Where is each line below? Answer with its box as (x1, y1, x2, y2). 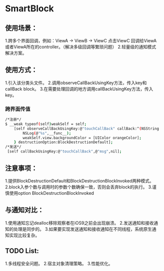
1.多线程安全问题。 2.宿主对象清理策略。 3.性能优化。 (5, 260, 113, 266)
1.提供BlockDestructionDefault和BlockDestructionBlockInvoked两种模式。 (5, 178, 154, 183)
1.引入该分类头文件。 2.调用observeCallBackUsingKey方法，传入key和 (5, 80, 147, 86)
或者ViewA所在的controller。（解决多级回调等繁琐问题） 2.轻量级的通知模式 (5, 44, 156, 50)
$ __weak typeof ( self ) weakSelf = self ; (5, 121, 87, 126)
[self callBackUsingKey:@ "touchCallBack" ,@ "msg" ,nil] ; (7, 149, 122, 154)
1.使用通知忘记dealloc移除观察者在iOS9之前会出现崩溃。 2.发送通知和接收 (5, 220, 154, 226)
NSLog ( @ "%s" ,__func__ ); (23, 131, 71, 136)
